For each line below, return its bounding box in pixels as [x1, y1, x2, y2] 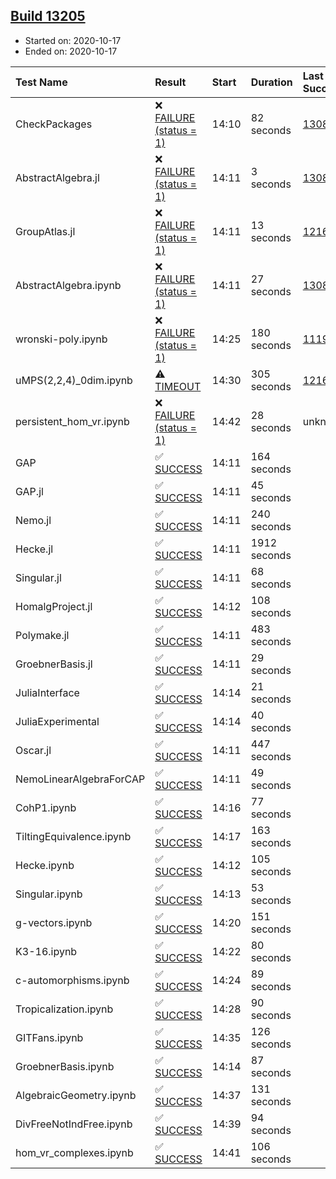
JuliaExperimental [15, 714, 100, 728]
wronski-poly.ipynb [15, 332, 108, 346]
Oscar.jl [15, 743, 52, 757]
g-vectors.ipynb [15, 915, 93, 929]
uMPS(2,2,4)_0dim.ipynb [15, 373, 133, 387]
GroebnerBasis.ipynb [15, 1059, 115, 1073]
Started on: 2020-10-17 [24, 34, 122, 46]
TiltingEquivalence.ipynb [15, 829, 132, 843]
